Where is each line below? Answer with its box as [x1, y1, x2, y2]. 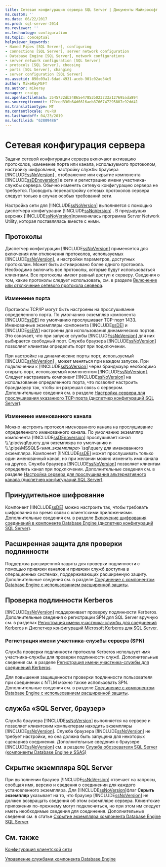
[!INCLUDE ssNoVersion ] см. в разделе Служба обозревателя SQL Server [5, 744, 158, 750]
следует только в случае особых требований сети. [5, 193, 113, 199]
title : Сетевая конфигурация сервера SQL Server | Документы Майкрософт [5, 7, 158, 12]
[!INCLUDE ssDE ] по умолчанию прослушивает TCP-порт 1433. [5, 317, 137, 323]
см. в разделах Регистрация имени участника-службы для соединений [5, 620, 157, 626]
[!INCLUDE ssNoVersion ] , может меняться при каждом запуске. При [5, 358, 149, 364]
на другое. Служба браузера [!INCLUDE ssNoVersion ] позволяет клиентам [5, 461, 161, 467]
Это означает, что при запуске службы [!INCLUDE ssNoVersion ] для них [5, 333, 155, 338]
